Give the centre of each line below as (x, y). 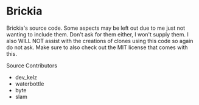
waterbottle (30, 84)
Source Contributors (32, 66)
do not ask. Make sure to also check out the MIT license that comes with (97, 47)
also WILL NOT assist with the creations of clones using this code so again (100, 41)
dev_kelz (26, 77)
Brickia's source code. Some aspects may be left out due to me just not (96, 28)
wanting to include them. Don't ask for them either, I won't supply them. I (97, 34)
